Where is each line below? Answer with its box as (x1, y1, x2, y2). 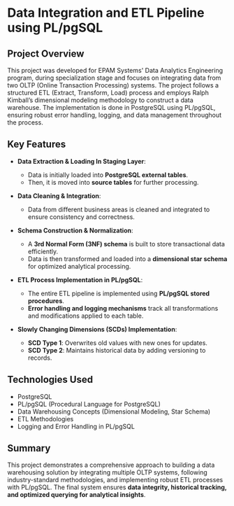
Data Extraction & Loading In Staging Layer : (17, 157, 147, 165)
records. (27, 353, 52, 362)
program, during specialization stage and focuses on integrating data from (7, 73, 221, 82)
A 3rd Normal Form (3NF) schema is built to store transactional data (27, 239, 226, 248)
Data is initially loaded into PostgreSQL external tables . (27, 170, 189, 179)
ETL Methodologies (17, 414, 74, 423)
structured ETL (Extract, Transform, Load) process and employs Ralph (7, 89, 210, 97)
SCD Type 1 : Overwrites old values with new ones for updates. (27, 338, 208, 347)
